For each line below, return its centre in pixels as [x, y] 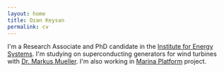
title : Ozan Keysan [36, 20]
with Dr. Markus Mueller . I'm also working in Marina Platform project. [107, 62]
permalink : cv [28, 27]
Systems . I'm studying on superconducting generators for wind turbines [112, 54]
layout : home [26, 14]
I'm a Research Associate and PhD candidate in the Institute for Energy [110, 47]
